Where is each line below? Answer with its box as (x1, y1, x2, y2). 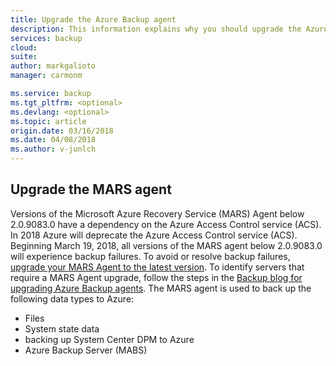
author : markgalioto (10, 61, 97, 71)
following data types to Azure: (10, 292, 135, 305)
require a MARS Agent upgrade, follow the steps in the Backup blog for (10, 271, 303, 283)
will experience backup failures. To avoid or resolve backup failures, (10, 250, 291, 262)
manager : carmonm (10, 71, 83, 81)
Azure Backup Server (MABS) (24, 344, 148, 356)
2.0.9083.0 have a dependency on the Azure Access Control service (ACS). (10, 218, 322, 230)
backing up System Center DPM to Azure (24, 333, 195, 345)
